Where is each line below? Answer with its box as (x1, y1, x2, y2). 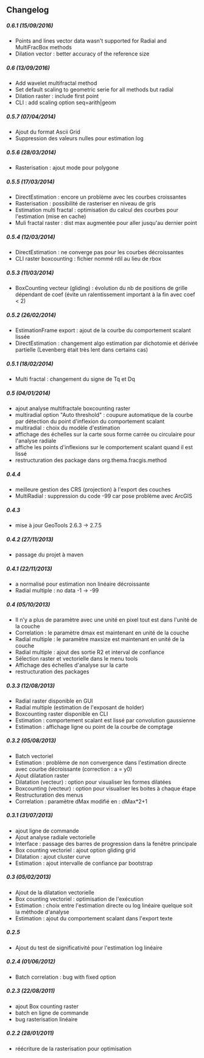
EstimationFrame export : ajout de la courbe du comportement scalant (15, 327, 191, 334)
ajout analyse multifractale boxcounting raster (15, 405, 131, 412)
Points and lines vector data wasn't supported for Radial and (15, 37, 167, 44)
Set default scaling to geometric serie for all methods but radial (15, 86, 174, 93)
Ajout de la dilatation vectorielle (15, 889, 94, 896)
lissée (15, 333, 30, 341)
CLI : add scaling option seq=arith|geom (15, 99, 117, 106)
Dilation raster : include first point (15, 93, 99, 100)
